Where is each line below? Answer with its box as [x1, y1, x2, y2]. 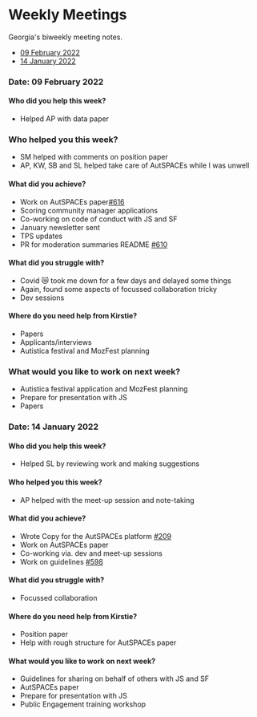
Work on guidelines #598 [19, 557, 104, 566]
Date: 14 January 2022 [8, 421, 98, 432]
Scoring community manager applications [19, 205, 159, 215]
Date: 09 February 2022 [8, 76, 104, 87]
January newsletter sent [19, 222, 100, 232]
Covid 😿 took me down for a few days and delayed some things [19, 275, 232, 286]
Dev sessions [19, 293, 65, 302]
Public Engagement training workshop [19, 699, 147, 709]
